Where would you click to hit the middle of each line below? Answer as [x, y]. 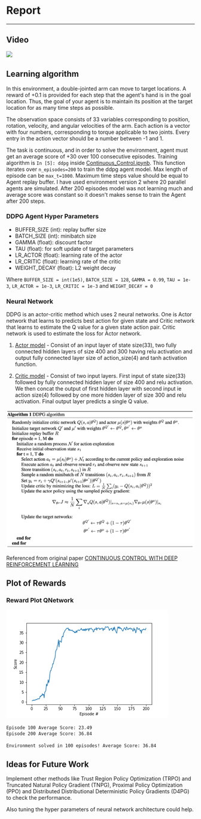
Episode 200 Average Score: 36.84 [49, 734]
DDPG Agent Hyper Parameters [53, 217]
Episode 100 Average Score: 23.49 [49, 728]
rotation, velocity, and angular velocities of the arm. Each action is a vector [98, 125]
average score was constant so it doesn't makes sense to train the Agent [96, 194]
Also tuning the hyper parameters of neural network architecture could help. [100, 809]
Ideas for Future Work [48, 764]
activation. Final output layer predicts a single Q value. [82, 401]
